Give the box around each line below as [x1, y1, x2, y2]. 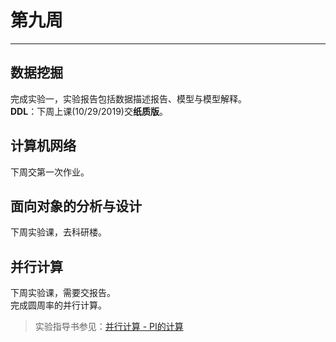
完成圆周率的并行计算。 [10, 299, 107, 311]
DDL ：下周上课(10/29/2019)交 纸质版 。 [10, 105, 168, 117]
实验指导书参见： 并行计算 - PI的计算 [34, 321, 184, 333]
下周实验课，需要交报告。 [10, 287, 116, 299]
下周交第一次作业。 [10, 166, 90, 178]
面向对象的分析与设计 [10, 197, 142, 215]
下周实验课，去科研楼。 [10, 226, 107, 238]
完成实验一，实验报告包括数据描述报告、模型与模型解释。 [10, 92, 247, 105]
